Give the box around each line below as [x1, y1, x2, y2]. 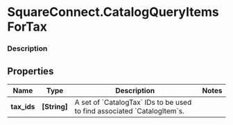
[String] [41, 101, 68, 111]
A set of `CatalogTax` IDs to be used [74, 97, 192, 107]
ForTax [7, 19, 47, 35]
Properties [7, 65, 54, 77]
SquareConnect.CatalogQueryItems [7, 4, 220, 20]
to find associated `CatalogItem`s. [74, 106, 185, 115]
